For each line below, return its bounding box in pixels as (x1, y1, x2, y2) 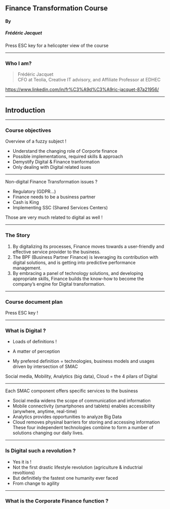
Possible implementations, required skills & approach (12, 154, 123, 160)
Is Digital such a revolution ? (5, 447, 76, 454)
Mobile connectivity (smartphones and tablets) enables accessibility (12, 403, 155, 409)
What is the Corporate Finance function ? (5, 497, 109, 504)
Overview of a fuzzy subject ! (5, 138, 67, 145)
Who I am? (5, 60, 32, 67)
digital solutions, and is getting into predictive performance (12, 259, 136, 265)
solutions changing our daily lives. (12, 430, 84, 436)
